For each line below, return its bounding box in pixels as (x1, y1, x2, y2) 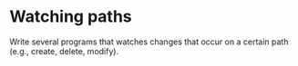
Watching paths (9, 6, 132, 27)
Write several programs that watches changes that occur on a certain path (9, 36, 289, 47)
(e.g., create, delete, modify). (9, 45, 119, 56)
